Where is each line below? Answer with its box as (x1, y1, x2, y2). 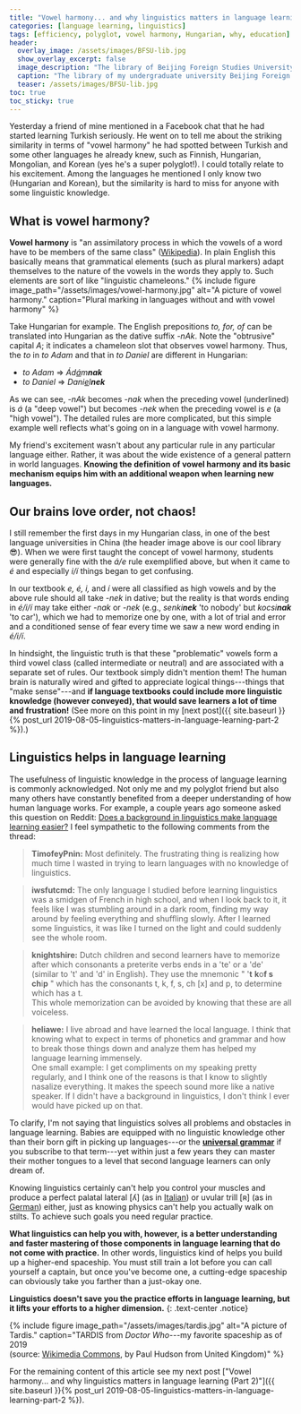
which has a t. (30, 987, 83, 998)
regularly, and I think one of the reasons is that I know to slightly (30, 1071, 268, 1082)
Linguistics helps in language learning (9, 750, 227, 766)
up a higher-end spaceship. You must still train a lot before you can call (9, 1256, 272, 1267)
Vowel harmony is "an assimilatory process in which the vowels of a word (9, 237, 283, 248)
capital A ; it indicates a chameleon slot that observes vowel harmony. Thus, (9, 340, 288, 351)
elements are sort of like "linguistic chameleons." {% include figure (9, 275, 256, 287)
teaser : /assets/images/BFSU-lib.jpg (17, 80, 159, 89)
